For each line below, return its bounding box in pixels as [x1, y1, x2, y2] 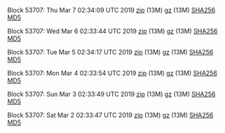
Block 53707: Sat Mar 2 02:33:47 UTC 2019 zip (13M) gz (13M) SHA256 [7, 111, 214, 119]
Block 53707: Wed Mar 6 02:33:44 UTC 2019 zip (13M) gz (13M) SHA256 [7, 27, 218, 35]
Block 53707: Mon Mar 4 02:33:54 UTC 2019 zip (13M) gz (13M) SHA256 [7, 69, 217, 77]
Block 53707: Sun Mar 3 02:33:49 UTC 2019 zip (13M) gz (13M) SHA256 [7, 90, 216, 98]
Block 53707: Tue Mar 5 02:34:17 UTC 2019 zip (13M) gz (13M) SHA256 [7, 48, 214, 56]
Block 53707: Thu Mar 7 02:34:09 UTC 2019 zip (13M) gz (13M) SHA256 [7, 6, 216, 14]
